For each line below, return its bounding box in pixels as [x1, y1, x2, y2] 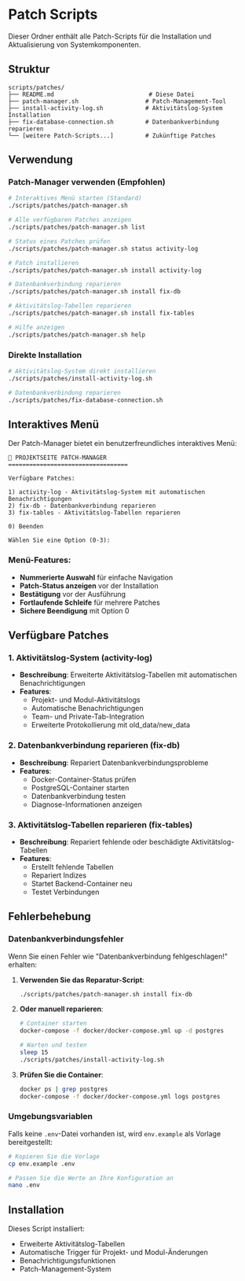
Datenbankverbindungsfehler [8, 933, 124, 944]
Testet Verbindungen [31, 887, 100, 896]
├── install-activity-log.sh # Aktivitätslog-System [8, 104, 223, 112]
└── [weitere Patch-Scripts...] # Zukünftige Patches [8, 131, 216, 139]
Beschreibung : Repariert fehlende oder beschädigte [19, 837, 190, 846]
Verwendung [8, 153, 73, 167]
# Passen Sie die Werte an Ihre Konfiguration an [8, 1174, 174, 1182]
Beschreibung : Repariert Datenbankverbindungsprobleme [19, 757, 209, 767]
